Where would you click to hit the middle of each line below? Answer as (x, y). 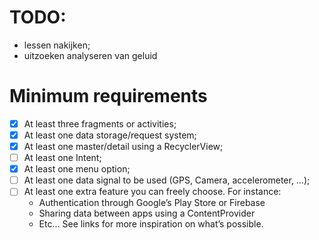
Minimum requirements (108, 96)
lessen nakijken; (57, 45)
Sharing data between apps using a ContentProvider (147, 213)
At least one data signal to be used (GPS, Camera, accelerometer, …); (167, 180)
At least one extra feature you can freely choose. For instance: (152, 192)
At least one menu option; (77, 169)
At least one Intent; (62, 158)
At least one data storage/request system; (110, 135)
